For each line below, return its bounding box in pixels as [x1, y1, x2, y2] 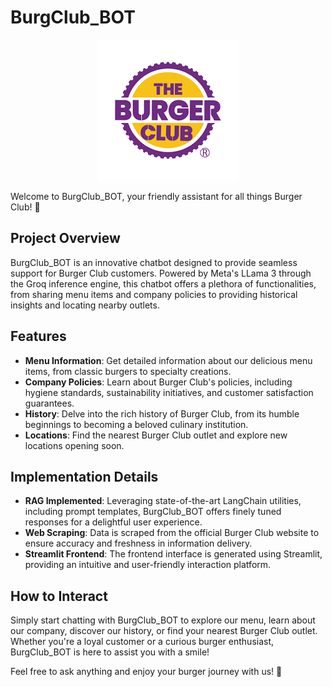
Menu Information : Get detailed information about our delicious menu [24, 354, 313, 366]
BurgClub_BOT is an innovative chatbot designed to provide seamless [10, 256, 298, 268]
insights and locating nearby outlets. [10, 299, 160, 311]
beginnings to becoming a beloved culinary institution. [24, 418, 249, 430]
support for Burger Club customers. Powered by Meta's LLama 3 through [10, 267, 312, 279]
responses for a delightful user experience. [24, 516, 203, 528]
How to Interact [10, 587, 108, 605]
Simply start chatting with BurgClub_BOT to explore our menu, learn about [10, 614, 316, 626]
